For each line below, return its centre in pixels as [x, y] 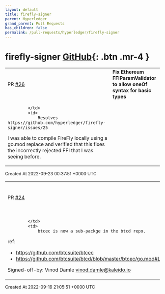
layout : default [22, 10]
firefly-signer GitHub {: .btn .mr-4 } [77, 57]
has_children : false [26, 28]
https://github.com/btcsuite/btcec [55, 253]
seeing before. [24, 157]
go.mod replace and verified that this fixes [56, 144]
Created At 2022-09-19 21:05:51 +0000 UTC [50, 287]
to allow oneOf [130, 84]
